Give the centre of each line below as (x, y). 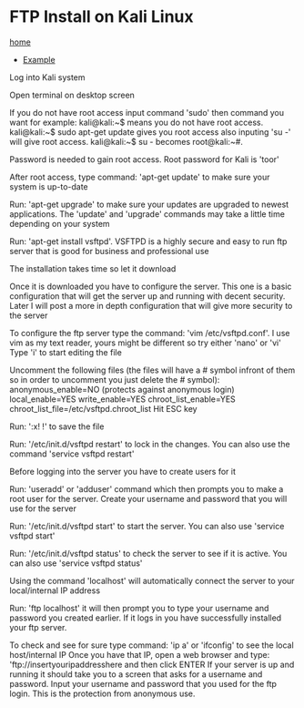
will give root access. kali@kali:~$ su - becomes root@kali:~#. (127, 141)
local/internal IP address (55, 590)
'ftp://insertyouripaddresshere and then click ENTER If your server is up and (152, 664)
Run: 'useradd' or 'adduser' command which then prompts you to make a (147, 488)
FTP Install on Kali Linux (101, 17)
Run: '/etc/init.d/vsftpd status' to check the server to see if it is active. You (148, 553)
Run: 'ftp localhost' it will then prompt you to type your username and (139, 608)
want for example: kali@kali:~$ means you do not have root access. (137, 122)
